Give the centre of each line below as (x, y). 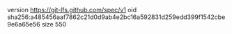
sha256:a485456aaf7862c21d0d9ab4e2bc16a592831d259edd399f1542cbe (116, 17)
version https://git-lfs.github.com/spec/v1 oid (72, 10)
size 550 (54, 24)
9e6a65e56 (24, 24)
